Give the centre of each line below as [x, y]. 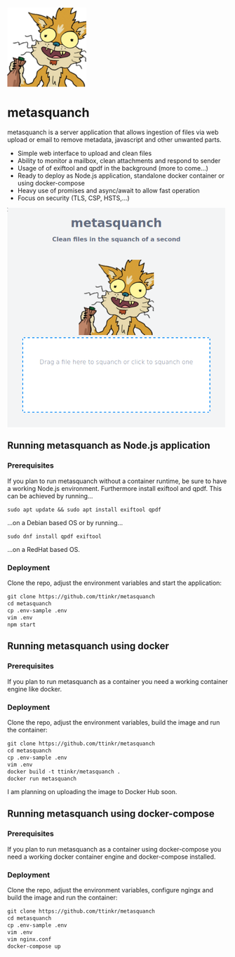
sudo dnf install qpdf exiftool [54, 536]
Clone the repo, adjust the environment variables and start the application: [115, 583]
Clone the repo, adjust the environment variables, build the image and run [114, 722]
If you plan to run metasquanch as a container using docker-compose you [114, 849]
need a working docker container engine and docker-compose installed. [112, 857]
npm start [22, 625]
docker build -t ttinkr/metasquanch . [64, 772]
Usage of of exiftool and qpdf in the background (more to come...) [113, 168]
